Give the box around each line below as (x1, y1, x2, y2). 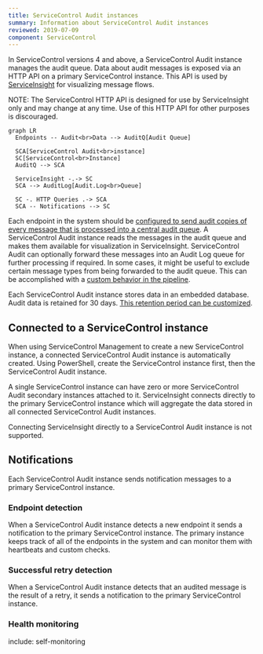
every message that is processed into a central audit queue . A (8, 225, 209, 234)
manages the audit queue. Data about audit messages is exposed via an (8, 64, 241, 73)
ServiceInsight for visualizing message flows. (8, 80, 155, 90)
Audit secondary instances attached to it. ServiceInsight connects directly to (8, 390, 256, 400)
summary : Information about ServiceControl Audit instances (8, 19, 210, 27)
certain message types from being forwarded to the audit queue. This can (8, 266, 247, 276)
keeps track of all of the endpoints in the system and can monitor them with (8, 537, 253, 546)
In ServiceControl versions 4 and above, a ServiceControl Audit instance (8, 55, 243, 64)
